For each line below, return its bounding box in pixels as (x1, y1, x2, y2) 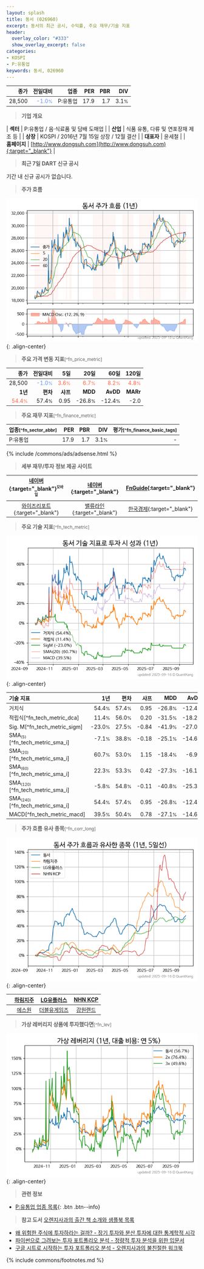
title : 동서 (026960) (6, 16, 59, 23)
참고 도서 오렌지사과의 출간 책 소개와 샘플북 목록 (21, 1216, 135, 1223)
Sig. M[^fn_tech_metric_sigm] (8, 723, 83, 730)
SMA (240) (8, 795, 32, 803)
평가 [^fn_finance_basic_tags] (113, 426, 177, 433)
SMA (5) (8, 731, 27, 739)
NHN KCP (73, 996, 99, 1004)
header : (6, 29, 26, 35)
